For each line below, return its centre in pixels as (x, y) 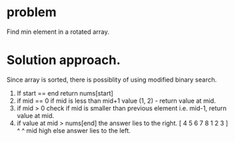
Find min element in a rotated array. (58, 32)
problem (32, 12)
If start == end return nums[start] (65, 93)
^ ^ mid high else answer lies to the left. (74, 130)
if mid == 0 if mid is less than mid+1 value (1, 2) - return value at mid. (116, 101)
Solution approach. (64, 60)
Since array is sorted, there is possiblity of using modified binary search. (112, 79)
